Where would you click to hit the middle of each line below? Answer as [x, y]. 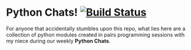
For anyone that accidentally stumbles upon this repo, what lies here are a [96, 28]
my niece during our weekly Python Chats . [58, 41]
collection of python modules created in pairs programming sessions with [95, 34]
